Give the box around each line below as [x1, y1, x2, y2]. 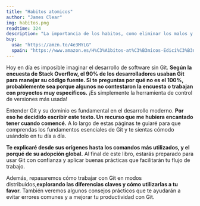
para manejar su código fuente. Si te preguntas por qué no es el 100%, [6, 76, 184, 83]
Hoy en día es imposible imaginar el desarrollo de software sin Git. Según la [6, 64, 192, 71]
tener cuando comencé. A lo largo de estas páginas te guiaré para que [6, 120, 181, 127]
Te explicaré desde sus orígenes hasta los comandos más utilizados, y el [6, 143, 190, 151]
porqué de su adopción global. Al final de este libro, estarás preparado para [6, 150, 194, 157]
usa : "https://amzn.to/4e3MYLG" [11, 42, 92, 48]
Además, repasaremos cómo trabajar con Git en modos [6, 174, 142, 182]
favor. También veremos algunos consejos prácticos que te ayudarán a [6, 187, 181, 194]
